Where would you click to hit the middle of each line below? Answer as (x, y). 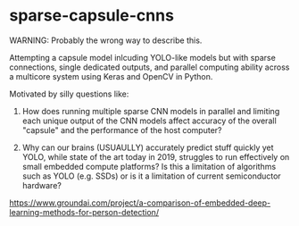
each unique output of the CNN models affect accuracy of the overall (149, 121)
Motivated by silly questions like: (69, 94)
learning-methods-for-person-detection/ (84, 212)
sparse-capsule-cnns (91, 16)
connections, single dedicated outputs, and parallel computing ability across (149, 67)
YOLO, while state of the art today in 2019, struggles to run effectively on (156, 156)
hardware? (42, 185)
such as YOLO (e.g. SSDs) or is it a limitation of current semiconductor (151, 176)
